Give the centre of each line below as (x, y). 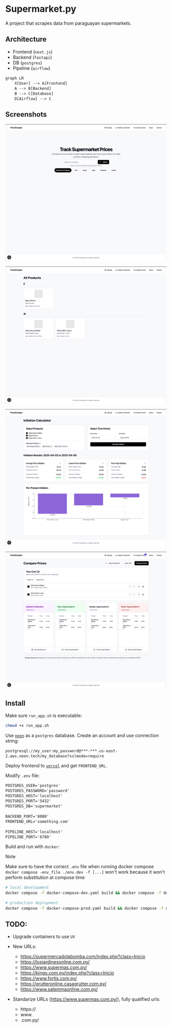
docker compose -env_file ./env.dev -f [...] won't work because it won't (85, 872)
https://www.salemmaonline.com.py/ (59, 989)
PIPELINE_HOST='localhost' (34, 832)
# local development (27, 888)
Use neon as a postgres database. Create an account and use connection (82, 736)
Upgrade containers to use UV (44, 937)
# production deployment (32, 903)
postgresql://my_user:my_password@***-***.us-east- (61, 751)
